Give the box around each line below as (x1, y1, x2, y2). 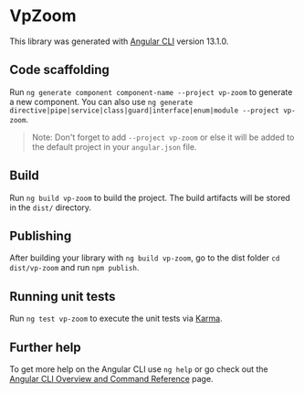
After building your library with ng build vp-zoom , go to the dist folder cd (9, 252, 280, 263)
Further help (9, 339, 82, 355)
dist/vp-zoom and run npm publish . (9, 262, 140, 273)
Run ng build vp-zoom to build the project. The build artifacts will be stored (9, 192, 290, 203)
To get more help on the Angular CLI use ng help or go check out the (9, 364, 268, 375)
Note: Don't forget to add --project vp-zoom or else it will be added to (31, 132, 295, 143)
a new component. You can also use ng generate (9, 96, 194, 107)
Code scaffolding (9, 62, 110, 78)
